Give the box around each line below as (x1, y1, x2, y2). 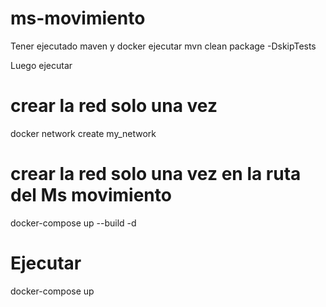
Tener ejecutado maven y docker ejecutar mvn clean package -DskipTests (10, 40, 317, 52)
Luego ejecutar (10, 59, 73, 71)
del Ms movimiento (10, 184, 172, 207)
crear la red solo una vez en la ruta (10, 163, 302, 186)
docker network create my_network (10, 127, 157, 139)
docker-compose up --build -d (10, 217, 137, 229)
